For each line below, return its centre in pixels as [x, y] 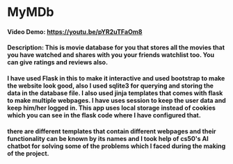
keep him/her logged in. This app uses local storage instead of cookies [111, 108]
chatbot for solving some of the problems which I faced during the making [116, 146]
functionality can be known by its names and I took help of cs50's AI [108, 138]
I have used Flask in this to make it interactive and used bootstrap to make [116, 78]
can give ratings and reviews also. [58, 63]
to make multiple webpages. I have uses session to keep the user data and [116, 100]
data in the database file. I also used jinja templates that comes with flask [115, 93]
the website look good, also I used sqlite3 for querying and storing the [111, 85]
